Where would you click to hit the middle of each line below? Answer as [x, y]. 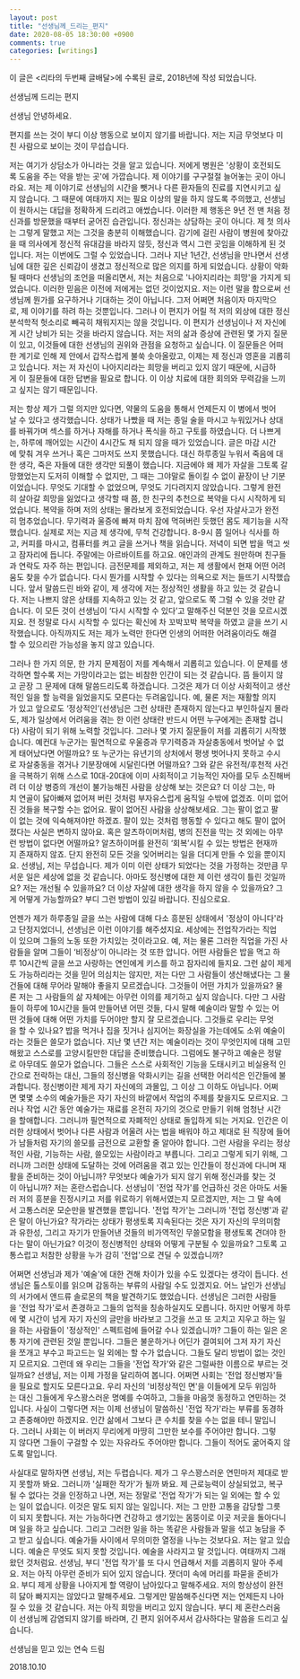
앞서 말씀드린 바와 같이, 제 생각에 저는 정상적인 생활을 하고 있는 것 [142, 588]
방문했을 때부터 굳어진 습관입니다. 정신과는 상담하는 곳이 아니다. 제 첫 [154, 222]
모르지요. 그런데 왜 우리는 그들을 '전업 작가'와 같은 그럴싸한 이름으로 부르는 [149, 1364]
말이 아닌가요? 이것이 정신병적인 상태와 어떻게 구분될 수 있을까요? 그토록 [151, 1244]
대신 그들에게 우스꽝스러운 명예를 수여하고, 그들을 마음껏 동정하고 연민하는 [148, 1398]
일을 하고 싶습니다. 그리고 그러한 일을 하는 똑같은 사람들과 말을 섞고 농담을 [147, 1529]
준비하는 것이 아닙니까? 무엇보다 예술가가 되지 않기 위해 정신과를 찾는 [146, 1176]
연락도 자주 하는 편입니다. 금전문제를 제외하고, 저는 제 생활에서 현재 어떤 [144, 566]
